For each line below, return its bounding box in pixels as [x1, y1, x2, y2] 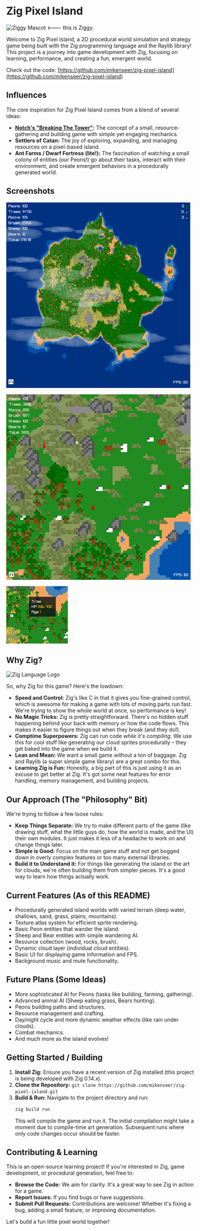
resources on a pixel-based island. [14, 143, 100, 151]
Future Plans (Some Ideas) [6, 974, 106, 985]
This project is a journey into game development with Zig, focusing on [6, 48, 178, 55]
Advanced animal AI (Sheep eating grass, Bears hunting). [14, 997, 156, 1004]
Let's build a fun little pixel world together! [6, 1218, 110, 1226]
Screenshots [6, 186, 55, 196]
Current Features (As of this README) [6, 890, 150, 901]
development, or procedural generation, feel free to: [6, 1169, 134, 1176]
